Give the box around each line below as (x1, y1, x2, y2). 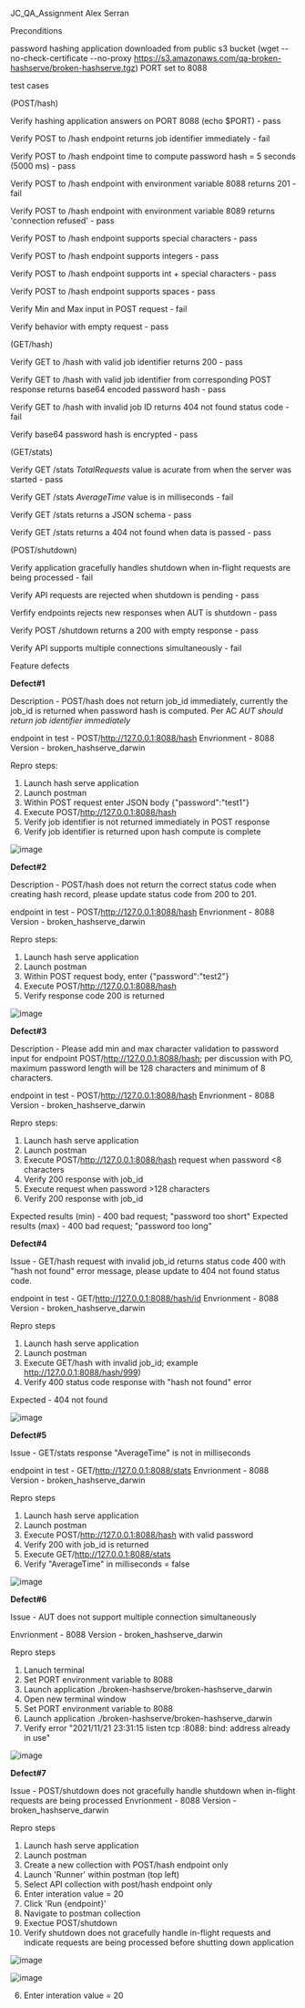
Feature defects (10, 660, 70, 671)
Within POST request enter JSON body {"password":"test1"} (23, 797, 249, 808)
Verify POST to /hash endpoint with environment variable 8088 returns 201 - (10, 178, 297, 189)
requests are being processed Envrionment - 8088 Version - (10, 1796, 238, 1806)
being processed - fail (10, 572, 94, 583)
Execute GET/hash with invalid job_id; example (23, 1358, 198, 1368)
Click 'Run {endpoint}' (23, 1899, 107, 1909)
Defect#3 (10, 1026, 47, 1036)
